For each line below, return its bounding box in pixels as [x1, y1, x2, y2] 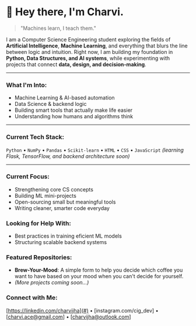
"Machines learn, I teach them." [20, 25, 96, 32]
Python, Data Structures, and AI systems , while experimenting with [6, 54, 170, 61]
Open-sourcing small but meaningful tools [14, 198, 116, 205]
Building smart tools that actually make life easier [14, 107, 133, 114]
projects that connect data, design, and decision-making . [6, 61, 147, 68]
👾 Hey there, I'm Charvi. [6, 5, 124, 19]
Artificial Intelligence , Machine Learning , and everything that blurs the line [6, 42, 188, 49]
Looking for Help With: [6, 219, 72, 227]
